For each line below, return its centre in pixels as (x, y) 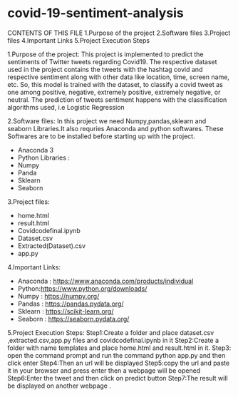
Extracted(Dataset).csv (52, 246)
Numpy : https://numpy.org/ (58, 296)
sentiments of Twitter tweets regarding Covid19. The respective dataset (112, 61)
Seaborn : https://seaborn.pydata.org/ (73, 319)
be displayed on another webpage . (59, 386)
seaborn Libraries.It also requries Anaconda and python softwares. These (115, 128)
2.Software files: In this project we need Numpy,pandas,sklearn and (107, 121)
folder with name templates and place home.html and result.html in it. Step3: (119, 348)
